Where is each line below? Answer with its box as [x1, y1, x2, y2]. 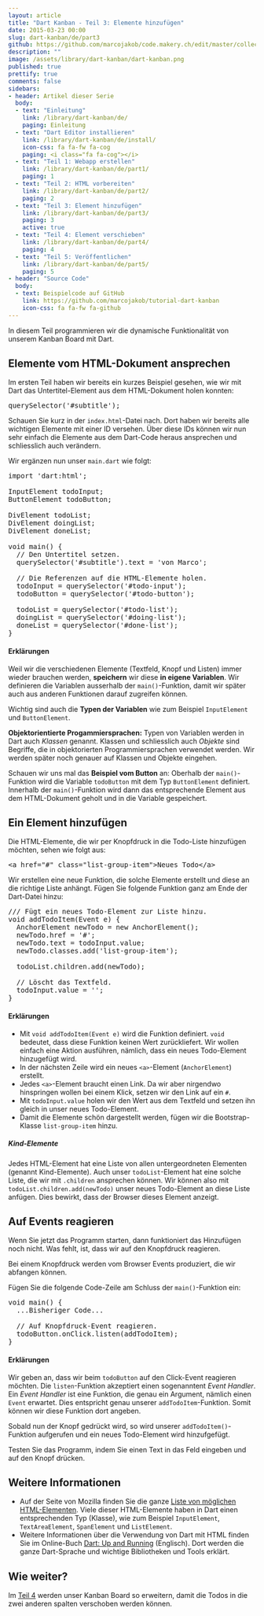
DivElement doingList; [8, 518, 96, 528]
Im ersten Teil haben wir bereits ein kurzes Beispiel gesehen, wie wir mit [8, 378, 242, 387]
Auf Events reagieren [8, 1215, 114, 1228]
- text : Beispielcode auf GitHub [15, 290, 125, 297]
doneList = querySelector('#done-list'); [16, 621, 178, 630]
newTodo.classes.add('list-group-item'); [16, 946, 178, 956]
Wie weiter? [8, 1570, 68, 1583]
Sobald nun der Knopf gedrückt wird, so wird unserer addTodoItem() [8, 1421, 229, 1430]
